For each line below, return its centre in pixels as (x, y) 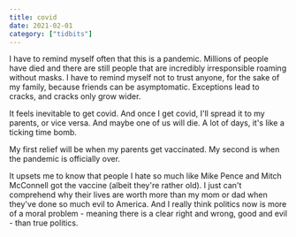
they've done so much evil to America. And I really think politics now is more (148, 204)
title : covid (33, 17)
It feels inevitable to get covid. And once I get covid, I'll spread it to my (137, 114)
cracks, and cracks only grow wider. (75, 96)
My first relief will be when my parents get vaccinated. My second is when (144, 149)
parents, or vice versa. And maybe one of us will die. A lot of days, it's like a (147, 123)
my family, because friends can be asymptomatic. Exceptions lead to (134, 87)
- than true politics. (44, 223)
